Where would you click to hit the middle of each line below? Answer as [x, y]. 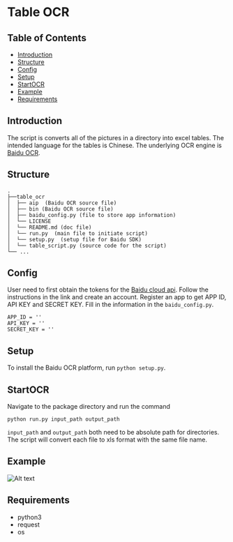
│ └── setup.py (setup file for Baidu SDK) [74, 239]
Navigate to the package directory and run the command [89, 407]
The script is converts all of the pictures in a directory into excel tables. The [116, 137]
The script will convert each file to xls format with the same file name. [107, 439]
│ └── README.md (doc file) [50, 227]
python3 [29, 517]
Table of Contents [47, 38]
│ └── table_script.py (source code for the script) [87, 246]
